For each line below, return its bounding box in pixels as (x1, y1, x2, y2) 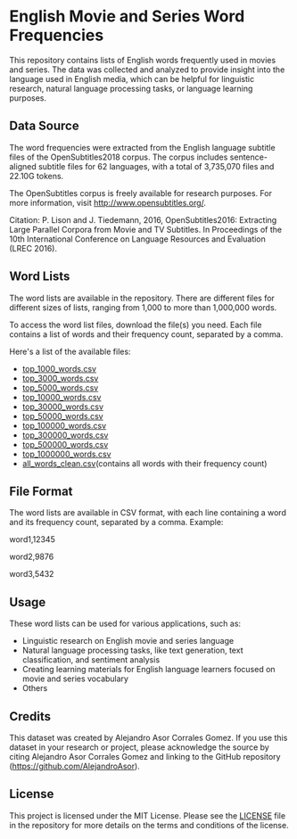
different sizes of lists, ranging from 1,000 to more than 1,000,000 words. (9, 301, 277, 313)
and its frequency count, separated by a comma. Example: (9, 517, 224, 528)
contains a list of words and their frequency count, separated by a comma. (9, 328, 284, 340)
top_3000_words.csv (21, 373, 99, 383)
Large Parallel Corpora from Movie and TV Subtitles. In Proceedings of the (9, 224, 283, 234)
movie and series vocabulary (21, 673, 129, 684)
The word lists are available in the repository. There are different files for (9, 292, 275, 303)
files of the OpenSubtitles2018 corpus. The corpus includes (9, 152, 228, 162)
